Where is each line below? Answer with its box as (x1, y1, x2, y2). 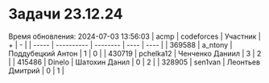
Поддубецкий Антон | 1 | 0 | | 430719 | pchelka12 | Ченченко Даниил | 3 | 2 (8, 48, 262, 58)
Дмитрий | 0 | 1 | (8, 65, 64, 75)
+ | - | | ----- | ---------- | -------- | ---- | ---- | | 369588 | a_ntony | (8, 39, 233, 49)
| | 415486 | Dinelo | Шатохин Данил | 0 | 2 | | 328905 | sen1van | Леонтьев (8, 57, 260, 67)
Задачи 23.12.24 (8, 5, 123, 23)
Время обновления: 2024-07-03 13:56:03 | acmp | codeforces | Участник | (8, 31, 262, 41)
